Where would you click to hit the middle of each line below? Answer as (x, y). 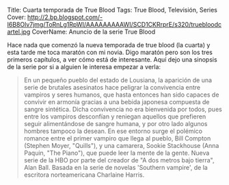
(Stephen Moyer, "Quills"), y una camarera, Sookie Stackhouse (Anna (121, 146)
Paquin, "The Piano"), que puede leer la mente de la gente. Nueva (117, 153)
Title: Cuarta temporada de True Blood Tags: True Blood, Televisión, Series (112, 10)
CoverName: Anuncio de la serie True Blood (94, 32)
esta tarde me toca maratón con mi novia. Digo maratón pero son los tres (110, 52)
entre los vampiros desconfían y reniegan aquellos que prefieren (115, 116)
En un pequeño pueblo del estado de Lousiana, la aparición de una (118, 80)
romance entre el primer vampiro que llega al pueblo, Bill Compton (117, 138)
